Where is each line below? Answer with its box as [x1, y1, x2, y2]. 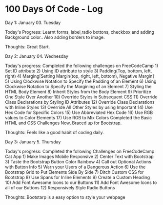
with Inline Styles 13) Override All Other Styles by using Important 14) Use [5, 104, 153, 110]
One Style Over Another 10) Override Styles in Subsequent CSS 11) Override [5, 94, 158, 100]
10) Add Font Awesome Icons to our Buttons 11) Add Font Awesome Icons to [5, 180, 157, 185]
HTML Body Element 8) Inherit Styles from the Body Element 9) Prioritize [5, 89, 151, 94]
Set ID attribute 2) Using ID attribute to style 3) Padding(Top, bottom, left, [5, 68, 152, 74]
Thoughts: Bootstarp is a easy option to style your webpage [5, 194, 125, 200]
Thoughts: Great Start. [5, 44, 50, 49]
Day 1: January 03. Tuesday [5, 20, 61, 25]
